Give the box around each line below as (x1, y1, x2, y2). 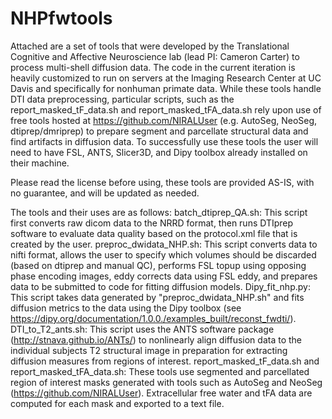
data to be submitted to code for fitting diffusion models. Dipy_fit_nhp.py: (10, 280, 311, 292)
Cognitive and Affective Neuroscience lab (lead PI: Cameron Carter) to (10, 50, 300, 62)
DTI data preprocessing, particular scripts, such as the (10, 93, 235, 105)
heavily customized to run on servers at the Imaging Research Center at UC (10, 72, 322, 84)
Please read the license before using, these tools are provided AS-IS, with (10, 176, 315, 188)
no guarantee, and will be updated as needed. (10, 187, 200, 199)
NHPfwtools (10, 7, 113, 30)
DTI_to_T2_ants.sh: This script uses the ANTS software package (10, 323, 275, 335)
